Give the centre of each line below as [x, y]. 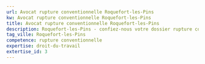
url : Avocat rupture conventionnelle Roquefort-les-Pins [80, 12]
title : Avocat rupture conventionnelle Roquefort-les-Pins [83, 23]
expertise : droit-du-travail [43, 46]
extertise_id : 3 [27, 52]
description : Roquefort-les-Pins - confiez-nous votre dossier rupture [99, 29]
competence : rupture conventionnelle [54, 40]
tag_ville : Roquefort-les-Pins [46, 35]
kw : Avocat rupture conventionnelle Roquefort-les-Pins [79, 18]
